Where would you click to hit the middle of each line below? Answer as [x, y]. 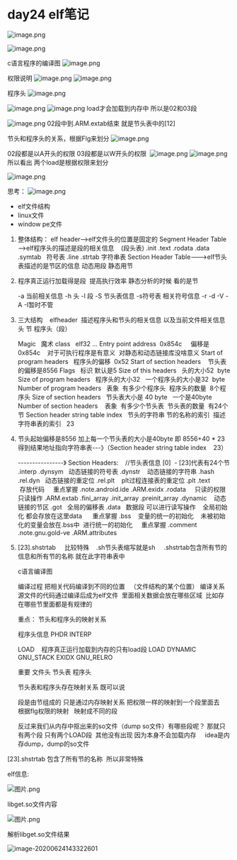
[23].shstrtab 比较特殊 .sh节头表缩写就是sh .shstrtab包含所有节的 [122, 547]
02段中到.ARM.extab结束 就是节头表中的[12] [111, 123]
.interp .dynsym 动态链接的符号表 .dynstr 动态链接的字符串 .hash [116, 471]
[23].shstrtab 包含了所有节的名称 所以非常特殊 [75, 759]
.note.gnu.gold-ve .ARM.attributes [67, 532]
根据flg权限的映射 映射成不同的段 [68, 711]
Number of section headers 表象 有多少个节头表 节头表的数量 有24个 [123, 406]
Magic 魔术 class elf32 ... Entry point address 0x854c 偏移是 [114, 343]
